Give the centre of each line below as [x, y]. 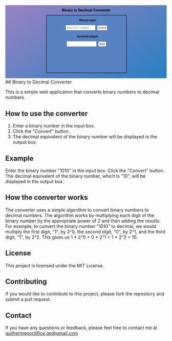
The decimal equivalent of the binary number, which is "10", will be [76, 176]
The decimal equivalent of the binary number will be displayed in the [85, 137]
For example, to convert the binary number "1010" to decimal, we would [81, 226]
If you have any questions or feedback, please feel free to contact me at [81, 328]
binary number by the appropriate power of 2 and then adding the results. [83, 221]
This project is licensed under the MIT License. [55, 265]
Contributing [26, 282]
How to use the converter [47, 113]
